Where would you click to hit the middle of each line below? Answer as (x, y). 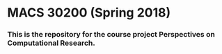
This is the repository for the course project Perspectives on (111, 35)
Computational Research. (51, 43)
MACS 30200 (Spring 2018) (89, 13)
